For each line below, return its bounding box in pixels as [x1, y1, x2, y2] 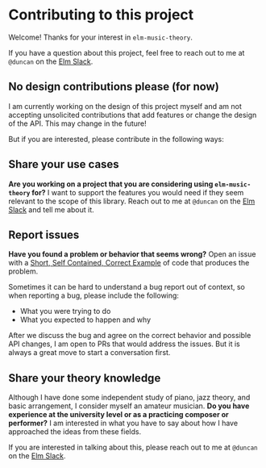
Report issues [8, 228, 80, 241]
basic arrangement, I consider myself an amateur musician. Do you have [8, 401, 250, 411]
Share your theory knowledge [8, 371, 161, 385]
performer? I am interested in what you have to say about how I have [8, 418, 239, 428]
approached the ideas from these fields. [8, 427, 142, 437]
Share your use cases [8, 157, 119, 171]
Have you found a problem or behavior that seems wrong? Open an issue [8, 249, 256, 259]
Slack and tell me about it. [8, 204, 94, 215]
